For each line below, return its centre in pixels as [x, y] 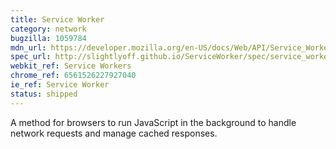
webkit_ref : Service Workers [71, 66]
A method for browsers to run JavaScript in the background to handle [153, 122]
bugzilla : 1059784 [48, 38]
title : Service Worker [57, 19]
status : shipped [44, 94]
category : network [48, 29]
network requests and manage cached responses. [114, 133]
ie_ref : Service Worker [60, 85]
